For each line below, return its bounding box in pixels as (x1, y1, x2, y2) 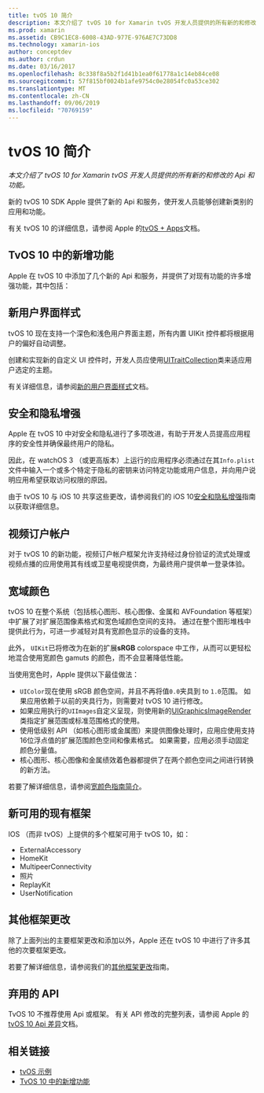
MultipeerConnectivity (19, 862, 92, 871)
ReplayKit (19, 880, 51, 889)
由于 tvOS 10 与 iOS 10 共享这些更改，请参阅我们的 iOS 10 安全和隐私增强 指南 (8, 492, 256, 502)
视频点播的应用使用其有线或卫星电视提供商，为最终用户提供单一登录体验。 (8, 559, 249, 569)
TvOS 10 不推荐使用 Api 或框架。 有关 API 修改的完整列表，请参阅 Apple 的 (8, 1010, 250, 1019)
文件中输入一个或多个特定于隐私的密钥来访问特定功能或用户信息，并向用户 (8, 466, 249, 475)
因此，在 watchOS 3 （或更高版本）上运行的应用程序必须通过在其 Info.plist (8, 455, 255, 465)
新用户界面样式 (8, 306, 81, 319)
